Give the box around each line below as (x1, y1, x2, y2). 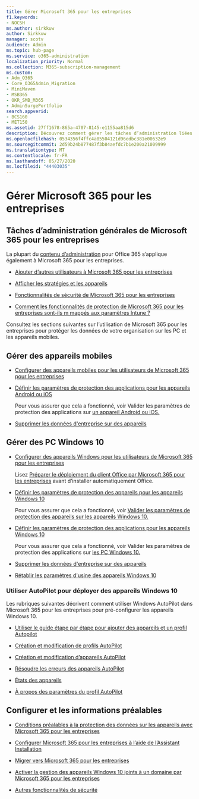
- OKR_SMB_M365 (6, 97, 44, 103)
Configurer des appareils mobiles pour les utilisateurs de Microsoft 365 (14, 366, 189, 374)
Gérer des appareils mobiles (6, 350, 113, 361)
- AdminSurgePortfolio (6, 102, 62, 109)
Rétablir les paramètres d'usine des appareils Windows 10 (14, 572, 157, 579)
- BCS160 (6, 114, 28, 120)
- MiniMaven (6, 86, 36, 92)
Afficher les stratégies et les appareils (14, 280, 108, 287)
